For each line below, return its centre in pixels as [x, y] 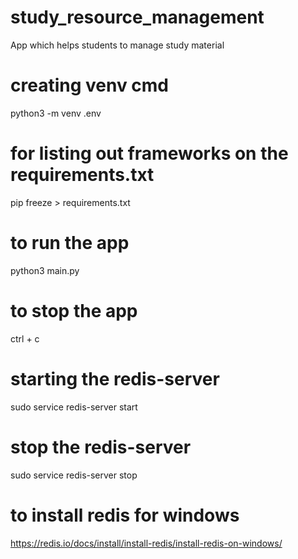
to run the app [70, 243]
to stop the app [74, 310]
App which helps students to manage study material [117, 45]
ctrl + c [25, 338]
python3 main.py [45, 270]
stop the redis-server [101, 447]
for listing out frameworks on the [149, 153]
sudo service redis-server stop [74, 475]
